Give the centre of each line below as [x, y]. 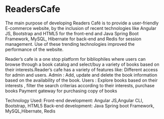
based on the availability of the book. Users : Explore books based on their [82, 80]
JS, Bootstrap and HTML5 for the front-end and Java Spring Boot [72, 33]
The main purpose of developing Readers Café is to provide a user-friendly [82, 23]
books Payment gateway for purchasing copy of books [61, 91]
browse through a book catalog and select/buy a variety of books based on [82, 64]
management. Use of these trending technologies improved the [70, 44]
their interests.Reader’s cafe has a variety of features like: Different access [82, 69]
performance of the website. [34, 49]
